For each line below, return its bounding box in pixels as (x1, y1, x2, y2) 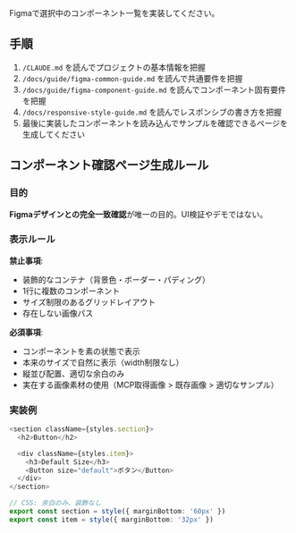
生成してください (21, 129, 85, 140)
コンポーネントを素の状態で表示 (21, 345, 140, 356)
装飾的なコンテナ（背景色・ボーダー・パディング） (21, 274, 210, 284)
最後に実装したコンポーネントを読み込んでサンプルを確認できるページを (21, 117, 289, 128)
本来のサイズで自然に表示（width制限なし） (21, 357, 184, 368)
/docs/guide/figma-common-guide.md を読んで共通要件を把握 (21, 72, 243, 83)
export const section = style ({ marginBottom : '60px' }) (9, 507, 226, 516)
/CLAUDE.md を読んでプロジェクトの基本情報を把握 (21, 62, 206, 72)
